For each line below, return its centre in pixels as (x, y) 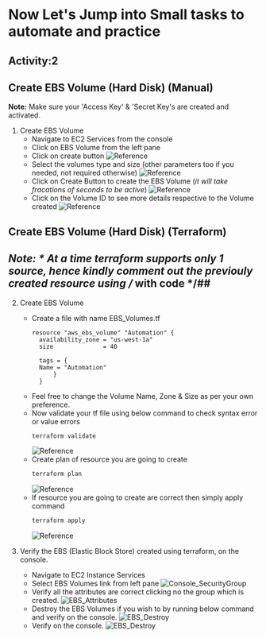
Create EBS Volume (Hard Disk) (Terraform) (118, 232)
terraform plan (56, 474)
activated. (25, 115)
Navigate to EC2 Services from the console (102, 139)
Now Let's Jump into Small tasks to (126, 15)
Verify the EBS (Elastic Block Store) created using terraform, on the (129, 551)
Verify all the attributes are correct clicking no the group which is (138, 592)
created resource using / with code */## (110, 284)
